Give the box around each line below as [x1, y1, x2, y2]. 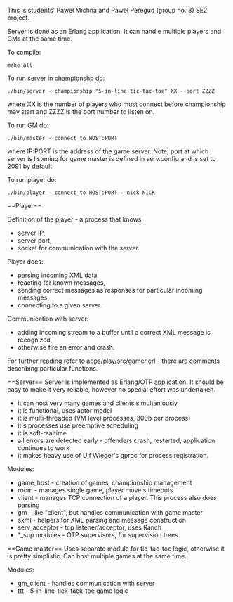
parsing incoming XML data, [17, 271, 100, 279]
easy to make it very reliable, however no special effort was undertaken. [7, 385, 216, 393]
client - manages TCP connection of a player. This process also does [17, 494, 218, 501]
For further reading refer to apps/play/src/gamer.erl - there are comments [7, 357, 220, 365]
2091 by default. [7, 162, 54, 170]
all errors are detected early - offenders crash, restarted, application [17, 436, 215, 444]
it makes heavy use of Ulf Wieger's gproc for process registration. [17, 451, 209, 459]
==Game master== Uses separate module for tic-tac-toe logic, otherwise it [7, 544, 225, 553]
